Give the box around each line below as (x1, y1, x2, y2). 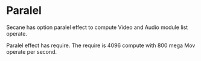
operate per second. (6, 48, 57, 55)
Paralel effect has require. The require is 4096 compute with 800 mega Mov (6, 42, 196, 49)
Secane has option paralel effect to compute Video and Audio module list (6, 24, 188, 31)
